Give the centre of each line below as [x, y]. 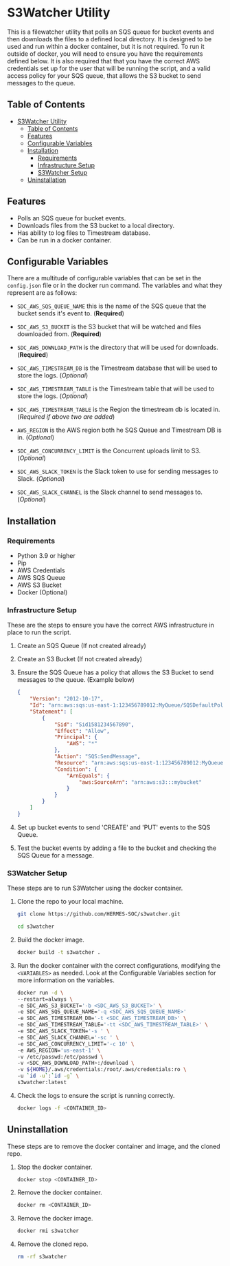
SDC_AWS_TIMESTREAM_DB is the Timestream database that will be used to [117, 368]
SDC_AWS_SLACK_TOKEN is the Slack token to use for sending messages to [117, 471]
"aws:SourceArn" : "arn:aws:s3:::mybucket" [140, 782]
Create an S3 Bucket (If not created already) [80, 659]
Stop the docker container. [55, 1167]
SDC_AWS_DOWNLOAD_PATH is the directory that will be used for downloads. [117, 347]
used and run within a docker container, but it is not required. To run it [106, 46]
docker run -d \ [40, 993]
